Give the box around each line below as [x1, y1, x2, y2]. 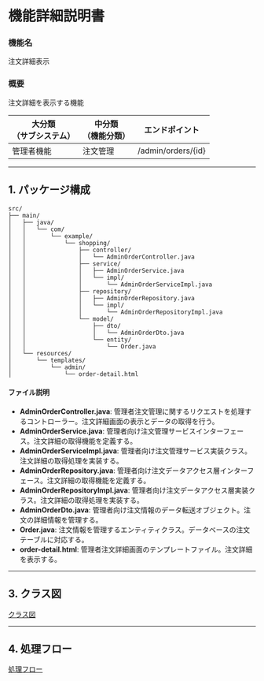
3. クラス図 [8, 587, 62, 601]
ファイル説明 [8, 388, 49, 397]
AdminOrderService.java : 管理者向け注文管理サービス [19, 426, 196, 436]
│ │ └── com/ [8, 225, 65, 233]
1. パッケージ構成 [8, 183, 90, 197]
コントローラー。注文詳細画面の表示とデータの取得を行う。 [26, 416, 219, 426]
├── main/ [8, 211, 41, 219]
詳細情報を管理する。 [33, 515, 103, 524]
